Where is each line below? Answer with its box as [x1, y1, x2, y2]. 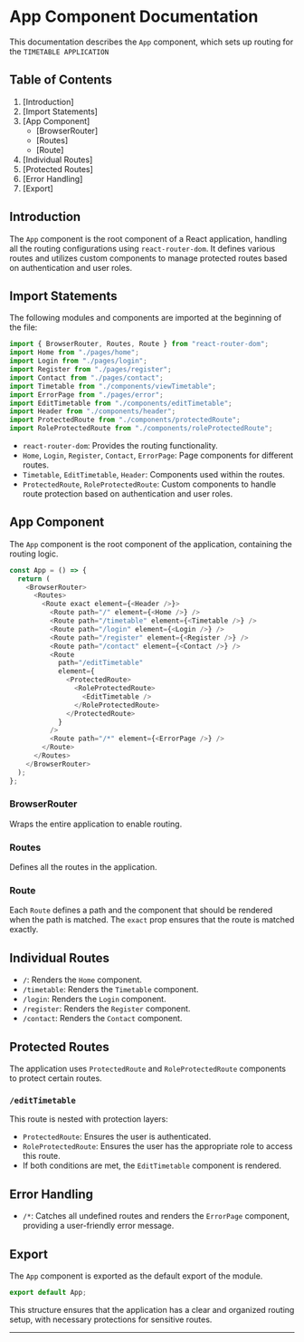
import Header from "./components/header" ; [9, 407, 176, 416]
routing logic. [9, 548, 59, 559]
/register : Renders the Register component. [22, 1003, 191, 1014]
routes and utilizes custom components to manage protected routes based [9, 252, 288, 264]
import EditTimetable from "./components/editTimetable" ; [9, 399, 233, 408]
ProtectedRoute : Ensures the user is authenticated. [22, 1131, 212, 1143]
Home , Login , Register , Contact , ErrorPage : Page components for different [22, 450, 294, 460]
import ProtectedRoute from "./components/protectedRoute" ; [9, 415, 242, 425]
